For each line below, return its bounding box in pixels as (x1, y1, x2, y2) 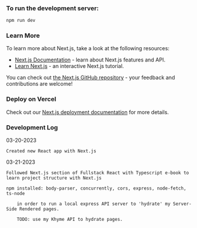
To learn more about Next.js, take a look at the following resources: (6, 45, 170, 52)
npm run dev (6, 18, 35, 24)
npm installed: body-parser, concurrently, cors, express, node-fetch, (6, 185, 186, 191)
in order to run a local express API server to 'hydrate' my (17, 201, 170, 207)
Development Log (6, 123, 58, 131)
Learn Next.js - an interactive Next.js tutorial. (14, 63, 124, 70)
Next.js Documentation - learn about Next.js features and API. (14, 56, 166, 63)
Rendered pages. (19, 206, 60, 212)
